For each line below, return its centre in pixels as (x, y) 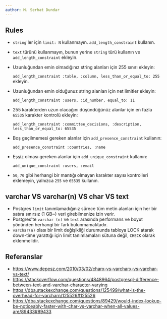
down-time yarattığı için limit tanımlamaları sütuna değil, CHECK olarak (84, 235)
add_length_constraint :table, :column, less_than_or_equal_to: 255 (86, 77)
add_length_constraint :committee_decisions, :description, (77, 124)
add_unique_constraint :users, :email (53, 166)
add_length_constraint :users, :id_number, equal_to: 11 (74, 101)
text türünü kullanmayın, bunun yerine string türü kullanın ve (76, 52)
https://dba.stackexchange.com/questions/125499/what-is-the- (79, 290)
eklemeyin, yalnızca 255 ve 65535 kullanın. (56, 181)
